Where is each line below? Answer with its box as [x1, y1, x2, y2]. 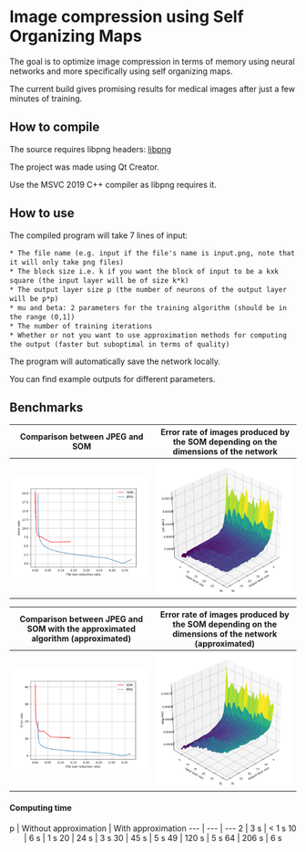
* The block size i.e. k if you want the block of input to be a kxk [9, 266, 280, 275]
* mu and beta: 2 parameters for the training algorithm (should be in [9, 303, 287, 312]
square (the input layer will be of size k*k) [9, 275, 189, 285]
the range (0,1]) [9, 312, 76, 321]
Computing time [9, 803, 73, 814]
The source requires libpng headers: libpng [9, 143, 171, 154]
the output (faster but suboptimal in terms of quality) [9, 339, 230, 348]
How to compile [9, 119, 100, 135]
